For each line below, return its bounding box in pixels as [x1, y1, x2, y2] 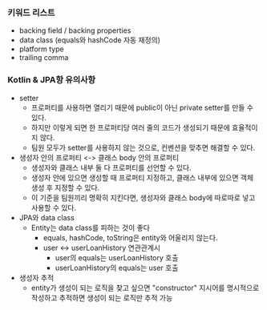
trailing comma [18, 53, 69, 62]
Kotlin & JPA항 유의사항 [7, 74, 96, 86]
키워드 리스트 [7, 6, 55, 18]
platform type [18, 44, 65, 54]
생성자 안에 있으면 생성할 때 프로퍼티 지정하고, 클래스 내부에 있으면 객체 [30, 172, 254, 182]
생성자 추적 [18, 272, 55, 282]
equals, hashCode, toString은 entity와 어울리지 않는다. [42, 232, 218, 242]
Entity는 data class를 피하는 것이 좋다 [30, 223, 150, 232]
